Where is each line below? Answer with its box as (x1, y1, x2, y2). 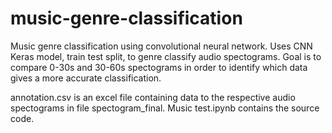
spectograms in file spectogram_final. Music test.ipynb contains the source (10, 102, 320, 114)
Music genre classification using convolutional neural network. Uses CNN (10, 40, 313, 52)
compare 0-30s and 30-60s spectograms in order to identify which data (10, 61, 308, 73)
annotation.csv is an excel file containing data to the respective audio (10, 91, 296, 103)
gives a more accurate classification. (10, 72, 162, 84)
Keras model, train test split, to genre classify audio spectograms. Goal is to (10, 50, 322, 62)
